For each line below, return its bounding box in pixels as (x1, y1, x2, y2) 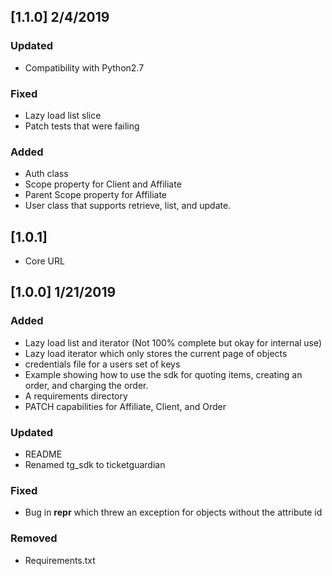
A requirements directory (24, 390, 128, 402)
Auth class (24, 168, 69, 180)
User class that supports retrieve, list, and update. (24, 200, 232, 212)
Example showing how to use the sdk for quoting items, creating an (24, 368, 303, 380)
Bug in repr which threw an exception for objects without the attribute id (24, 506, 323, 519)
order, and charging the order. (24, 379, 149, 391)
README (24, 448, 63, 460)
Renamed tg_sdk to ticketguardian (24, 459, 166, 471)
